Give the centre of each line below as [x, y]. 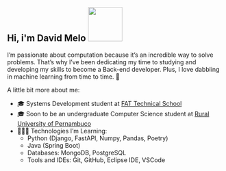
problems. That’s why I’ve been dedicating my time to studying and [102, 62]
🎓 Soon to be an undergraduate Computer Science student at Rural [113, 114]
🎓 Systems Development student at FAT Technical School [99, 103]
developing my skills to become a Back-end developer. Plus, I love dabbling [113, 69]
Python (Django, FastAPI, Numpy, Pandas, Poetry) [98, 138]
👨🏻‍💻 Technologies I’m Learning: [62, 131]
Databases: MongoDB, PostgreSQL [77, 153]
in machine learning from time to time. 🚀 [63, 77]
